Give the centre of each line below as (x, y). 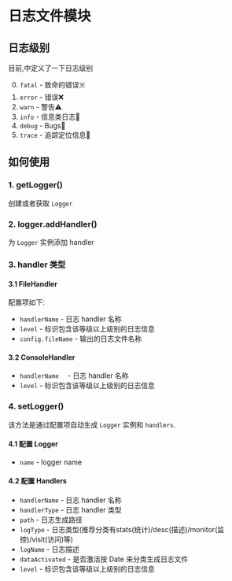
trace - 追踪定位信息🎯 (55, 135)
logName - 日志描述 (50, 550)
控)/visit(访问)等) (46, 539)
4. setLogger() (36, 406)
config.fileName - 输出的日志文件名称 (81, 339)
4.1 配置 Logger (33, 444)
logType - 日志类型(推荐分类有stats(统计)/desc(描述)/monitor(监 (122, 530)
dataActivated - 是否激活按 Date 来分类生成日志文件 (104, 559)
